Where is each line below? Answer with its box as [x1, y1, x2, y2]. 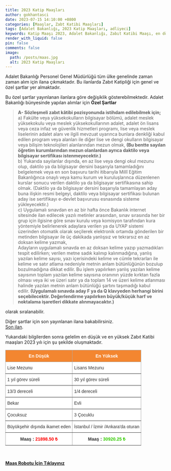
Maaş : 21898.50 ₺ [20, 436, 58, 442]
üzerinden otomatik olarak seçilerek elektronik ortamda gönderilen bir [17, 229, 164, 235]
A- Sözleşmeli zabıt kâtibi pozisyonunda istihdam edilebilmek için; [17, 109, 161, 116]
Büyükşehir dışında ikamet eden [7, 424, 71, 430]
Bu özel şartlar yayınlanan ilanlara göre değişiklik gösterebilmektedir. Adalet [5, 94, 164, 100]
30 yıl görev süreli [74, 377, 109, 382]
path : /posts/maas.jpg [10, 54, 58, 60]
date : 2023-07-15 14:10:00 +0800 [5, 17, 76, 22]
